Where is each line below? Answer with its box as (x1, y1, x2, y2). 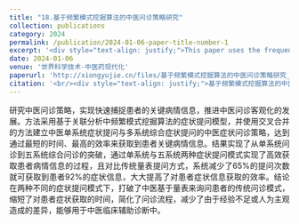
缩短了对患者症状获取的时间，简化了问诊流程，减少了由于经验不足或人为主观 (9, 193, 290, 204)
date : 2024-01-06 (9, 54, 74, 63)
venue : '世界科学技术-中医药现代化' (9, 63, 129, 72)
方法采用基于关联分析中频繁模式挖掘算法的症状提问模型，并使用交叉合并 (24, 116, 290, 126)
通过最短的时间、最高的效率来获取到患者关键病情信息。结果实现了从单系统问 (9, 138, 290, 148)
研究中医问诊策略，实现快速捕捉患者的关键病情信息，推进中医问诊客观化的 (9, 104, 282, 116)
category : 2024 (9, 29, 66, 38)
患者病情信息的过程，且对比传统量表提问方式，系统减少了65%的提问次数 (17, 160, 290, 171)
